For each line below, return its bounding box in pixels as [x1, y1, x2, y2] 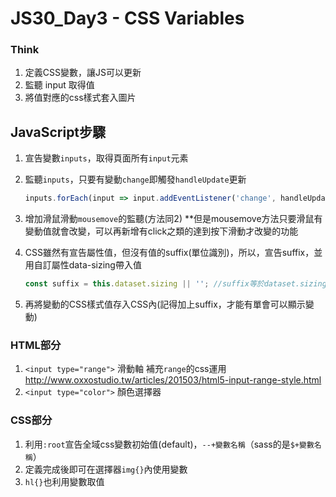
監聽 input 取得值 [24, 79, 95, 91]
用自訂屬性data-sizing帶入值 [24, 259, 142, 271]
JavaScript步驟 [10, 123, 107, 141]
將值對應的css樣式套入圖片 [24, 92, 137, 104]
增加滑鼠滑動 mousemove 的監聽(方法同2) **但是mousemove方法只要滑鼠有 [24, 213, 323, 225]
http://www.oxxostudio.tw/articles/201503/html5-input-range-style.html [24, 374, 322, 386]
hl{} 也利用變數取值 [24, 475, 105, 487]
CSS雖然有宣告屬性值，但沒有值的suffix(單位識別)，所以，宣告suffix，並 [24, 247, 323, 259]
